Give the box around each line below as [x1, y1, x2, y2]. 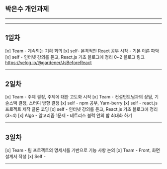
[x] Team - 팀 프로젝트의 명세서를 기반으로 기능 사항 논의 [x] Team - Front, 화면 [5, 147, 160, 153]
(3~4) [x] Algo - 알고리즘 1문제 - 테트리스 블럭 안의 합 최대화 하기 [5, 112, 133, 118]
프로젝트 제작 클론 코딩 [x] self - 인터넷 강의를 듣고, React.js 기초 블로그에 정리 [5, 106, 158, 112]
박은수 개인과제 [5, 4, 49, 13]
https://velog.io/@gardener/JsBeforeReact [5, 59, 92, 66]
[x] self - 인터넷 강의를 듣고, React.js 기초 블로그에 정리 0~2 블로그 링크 [5, 54, 145, 60]
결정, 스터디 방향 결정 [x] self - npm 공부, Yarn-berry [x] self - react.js [18, 100, 158, 106]
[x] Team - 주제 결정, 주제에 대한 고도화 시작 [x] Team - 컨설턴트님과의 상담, [5, 94, 154, 100]
